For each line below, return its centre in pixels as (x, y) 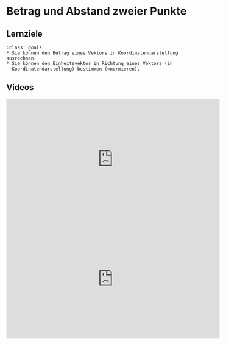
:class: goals (24, 47)
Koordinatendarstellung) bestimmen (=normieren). (76, 69)
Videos (20, 87)
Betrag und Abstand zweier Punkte (97, 11)
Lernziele (24, 34)
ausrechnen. (21, 58)
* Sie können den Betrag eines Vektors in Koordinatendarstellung (92, 53)
